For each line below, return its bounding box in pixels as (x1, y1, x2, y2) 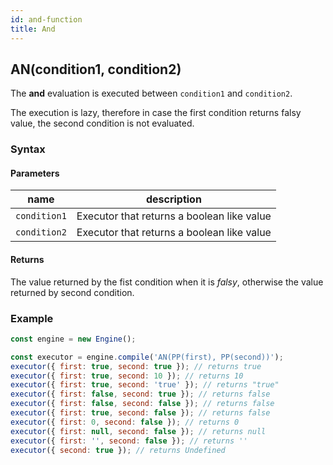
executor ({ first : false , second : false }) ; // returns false (10, 399, 275, 409)
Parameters (10, 167, 60, 179)
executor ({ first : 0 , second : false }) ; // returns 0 (10, 417, 240, 427)
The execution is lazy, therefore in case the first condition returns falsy (10, 107, 302, 119)
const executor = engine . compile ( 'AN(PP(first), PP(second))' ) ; (10, 352, 284, 362)
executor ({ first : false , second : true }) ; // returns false (10, 389, 271, 400)
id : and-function (10, 14, 83, 25)
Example (10, 311, 54, 325)
